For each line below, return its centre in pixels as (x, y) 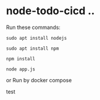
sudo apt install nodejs (36, 38)
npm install (21, 59)
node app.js (21, 69)
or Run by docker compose (39, 80)
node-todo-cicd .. (51, 11)
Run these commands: (33, 27)
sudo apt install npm (33, 49)
